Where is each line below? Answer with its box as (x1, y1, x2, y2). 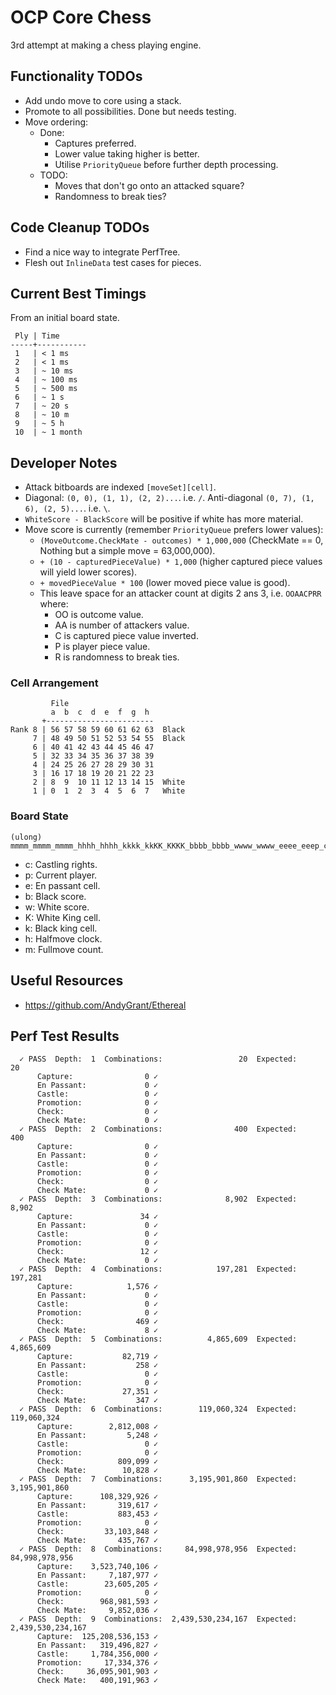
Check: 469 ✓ (36, 1317, 159, 1327)
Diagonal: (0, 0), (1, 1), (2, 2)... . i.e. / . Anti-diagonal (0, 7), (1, (24, 492, 315, 504)
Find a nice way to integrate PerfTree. (24, 246, 181, 258)
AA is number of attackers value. (54, 619, 190, 631)
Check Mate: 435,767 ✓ (36, 1536, 159, 1546)
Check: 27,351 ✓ (36, 1387, 159, 1397)
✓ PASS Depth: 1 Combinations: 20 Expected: (19, 1054, 298, 1065)
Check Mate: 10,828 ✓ (36, 1466, 159, 1476)
